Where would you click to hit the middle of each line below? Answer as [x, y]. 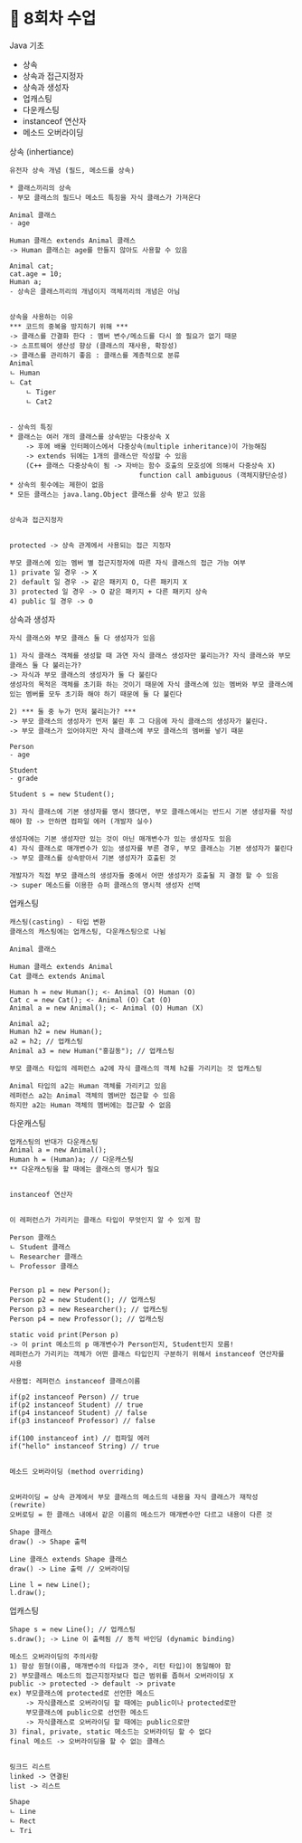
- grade [24, 778]
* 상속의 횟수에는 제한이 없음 [57, 485]
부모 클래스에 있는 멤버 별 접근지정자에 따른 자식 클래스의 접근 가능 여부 [127, 563]
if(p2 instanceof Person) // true [75, 1397]
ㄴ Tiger [41, 392]
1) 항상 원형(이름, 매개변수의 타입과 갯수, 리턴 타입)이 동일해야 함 [120, 1666]
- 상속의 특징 [31, 427]
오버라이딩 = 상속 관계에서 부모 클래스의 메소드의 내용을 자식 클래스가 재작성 [134, 1497]
